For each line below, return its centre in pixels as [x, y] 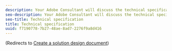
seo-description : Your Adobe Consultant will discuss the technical [80, 15]
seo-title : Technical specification [44, 19]
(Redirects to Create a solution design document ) [57, 43]
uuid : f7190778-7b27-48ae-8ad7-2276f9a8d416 [53, 29]
